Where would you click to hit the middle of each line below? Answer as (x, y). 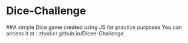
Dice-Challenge (46, 11)
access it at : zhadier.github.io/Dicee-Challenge (65, 33)
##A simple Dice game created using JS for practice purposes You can (94, 27)
